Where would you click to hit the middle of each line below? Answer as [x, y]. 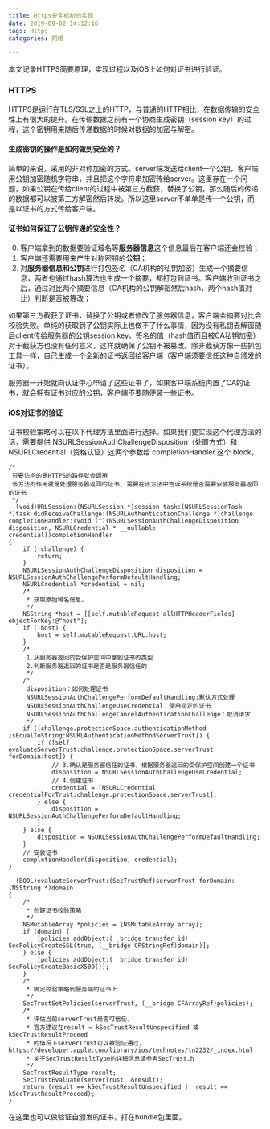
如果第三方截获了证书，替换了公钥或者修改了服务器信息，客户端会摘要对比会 [135, 315]
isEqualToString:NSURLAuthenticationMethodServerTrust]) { [109, 736]
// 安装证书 [40, 853]
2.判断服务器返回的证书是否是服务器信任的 [87, 667]
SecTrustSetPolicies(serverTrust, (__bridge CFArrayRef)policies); [138, 1004]
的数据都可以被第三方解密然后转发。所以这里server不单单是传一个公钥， [128, 199]
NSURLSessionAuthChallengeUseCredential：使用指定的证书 [119, 706]
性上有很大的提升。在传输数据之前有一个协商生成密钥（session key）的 [127, 119]
